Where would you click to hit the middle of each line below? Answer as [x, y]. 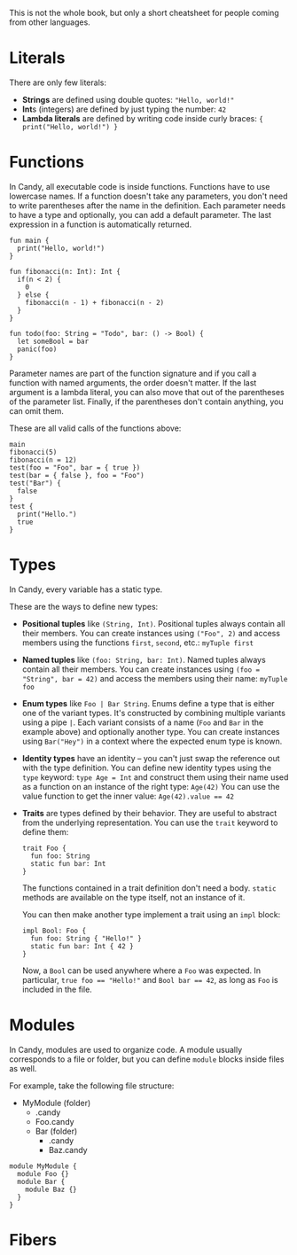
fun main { [29, 240]
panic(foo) [37, 349]
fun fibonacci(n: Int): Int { [65, 271]
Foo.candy [55, 1121]
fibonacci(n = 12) [43, 460]
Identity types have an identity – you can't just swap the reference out [151, 758]
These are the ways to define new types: [84, 606]
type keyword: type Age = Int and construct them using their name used [155, 777]
